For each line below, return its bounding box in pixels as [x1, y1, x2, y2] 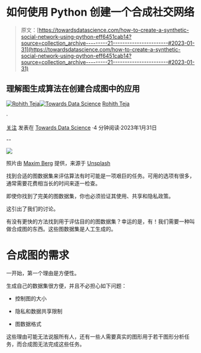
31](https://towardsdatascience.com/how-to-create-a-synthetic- [20, 45, 181, 53]
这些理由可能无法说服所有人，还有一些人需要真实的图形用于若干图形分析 [6, 333, 184, 340]
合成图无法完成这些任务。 [22, 340, 85, 348]
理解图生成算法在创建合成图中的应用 [6, 84, 140, 94]
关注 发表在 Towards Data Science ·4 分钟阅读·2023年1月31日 [6, 124, 157, 131]
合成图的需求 [6, 248, 70, 262]
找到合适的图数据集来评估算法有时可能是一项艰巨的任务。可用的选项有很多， [6, 172, 195, 179]
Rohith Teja [102, 100, 130, 107]
